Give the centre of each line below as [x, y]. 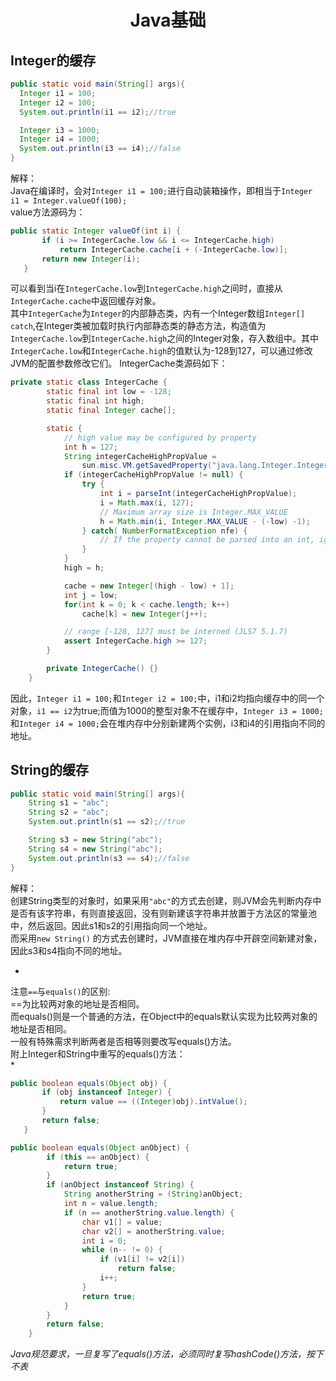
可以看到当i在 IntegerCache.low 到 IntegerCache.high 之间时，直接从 [146, 288]
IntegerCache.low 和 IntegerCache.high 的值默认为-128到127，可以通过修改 [161, 351]
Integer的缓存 [53, 60]
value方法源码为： [48, 212]
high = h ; [84, 568]
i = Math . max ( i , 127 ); [147, 502]
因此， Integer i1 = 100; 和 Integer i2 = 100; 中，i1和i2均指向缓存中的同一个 [167, 698]
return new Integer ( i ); [91, 259]
